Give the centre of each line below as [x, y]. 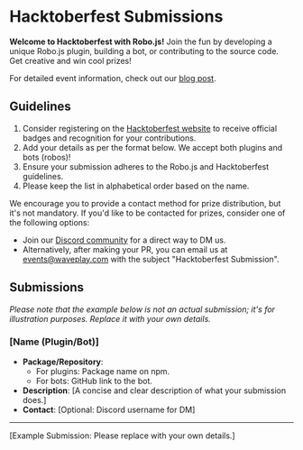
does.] [34, 399]
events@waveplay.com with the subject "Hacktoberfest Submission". [151, 259]
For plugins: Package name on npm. [103, 371]
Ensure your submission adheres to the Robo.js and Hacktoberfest [146, 166]
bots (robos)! [46, 157]
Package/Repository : [63, 362]
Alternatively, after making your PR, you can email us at [125, 249]
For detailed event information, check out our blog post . [113, 78]
